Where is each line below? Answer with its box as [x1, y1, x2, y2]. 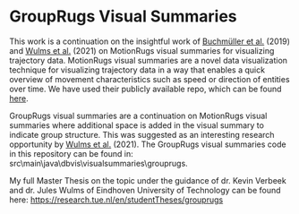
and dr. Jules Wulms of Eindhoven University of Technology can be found [9, 184, 281, 195]
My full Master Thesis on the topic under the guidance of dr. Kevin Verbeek [9, 175, 286, 185]
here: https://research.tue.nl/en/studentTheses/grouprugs [9, 194, 224, 205]
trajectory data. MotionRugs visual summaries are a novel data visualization [9, 55, 288, 65]
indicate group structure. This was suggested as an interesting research [9, 129, 275, 140]
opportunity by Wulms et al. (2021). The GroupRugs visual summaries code [9, 139, 286, 150]
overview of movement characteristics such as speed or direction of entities [9, 73, 290, 84]
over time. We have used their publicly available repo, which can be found [9, 83, 282, 94]
